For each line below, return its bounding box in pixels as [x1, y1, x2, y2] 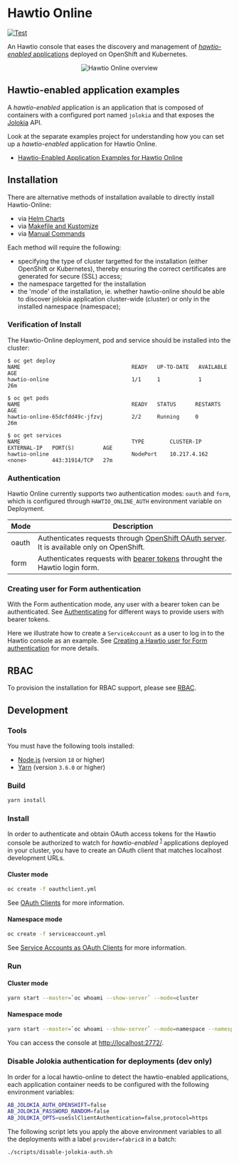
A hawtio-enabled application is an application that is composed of [7, 103, 204, 112]
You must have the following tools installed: [7, 741, 134, 750]
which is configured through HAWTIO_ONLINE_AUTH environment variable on [7, 497, 222, 505]
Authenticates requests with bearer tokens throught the [38, 554, 223, 564]
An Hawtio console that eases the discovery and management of [7, 42, 198, 50]
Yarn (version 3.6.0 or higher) [17, 763, 105, 771]
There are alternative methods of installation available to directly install [7, 193, 215, 201]
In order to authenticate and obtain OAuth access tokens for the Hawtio [7, 830, 216, 838]
